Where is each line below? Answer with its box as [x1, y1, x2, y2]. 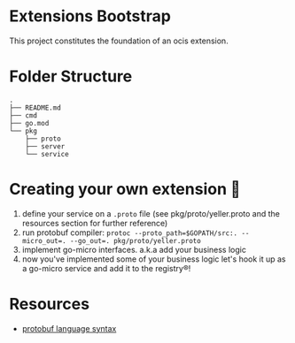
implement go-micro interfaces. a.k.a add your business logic [21, 244, 246, 255]
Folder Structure [9, 66, 133, 87]
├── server [25, 141, 66, 151]
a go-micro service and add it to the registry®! [21, 263, 191, 273]
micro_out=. [21, 236, 66, 245]
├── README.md [9, 103, 62, 112]
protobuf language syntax [21, 323, 117, 333]
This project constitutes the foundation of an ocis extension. [9, 35, 229, 46]
